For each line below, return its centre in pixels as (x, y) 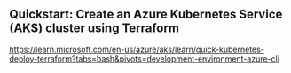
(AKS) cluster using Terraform (94, 29)
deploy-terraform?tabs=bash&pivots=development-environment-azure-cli (144, 58)
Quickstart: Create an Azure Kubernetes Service (146, 15)
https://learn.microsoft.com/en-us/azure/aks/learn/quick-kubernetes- (137, 49)
